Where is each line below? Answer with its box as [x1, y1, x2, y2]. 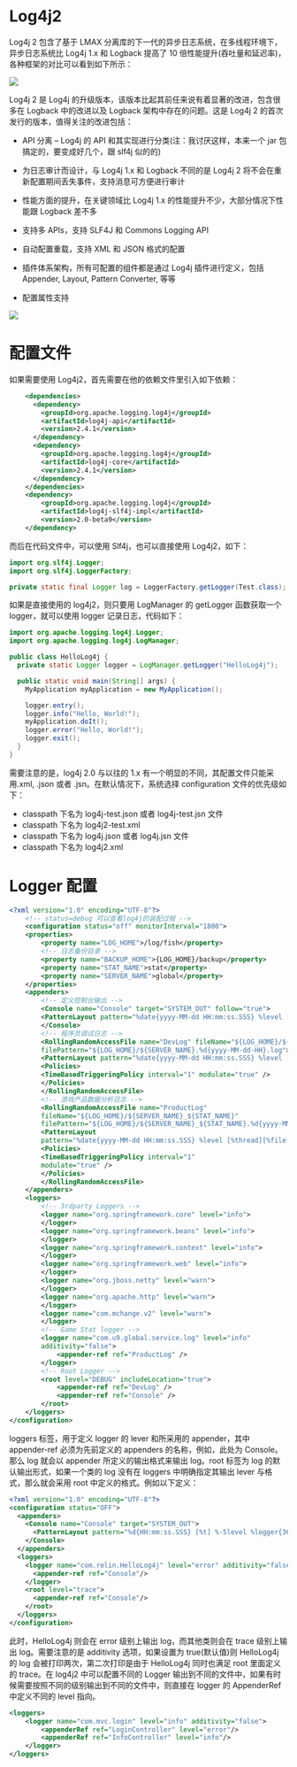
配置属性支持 [21, 292, 69, 303]
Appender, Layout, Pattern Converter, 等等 [21, 273, 177, 284]
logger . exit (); [25, 734, 81, 743]
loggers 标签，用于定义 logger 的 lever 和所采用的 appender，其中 [9, 1432, 250, 1444]
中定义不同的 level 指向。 [9, 1691, 101, 1701]
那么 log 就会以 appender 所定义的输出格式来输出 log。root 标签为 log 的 [9, 1454, 273, 1466]
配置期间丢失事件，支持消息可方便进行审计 [29, 175, 186, 187]
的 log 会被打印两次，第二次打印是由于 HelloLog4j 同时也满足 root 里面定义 [9, 1657, 281, 1668]
